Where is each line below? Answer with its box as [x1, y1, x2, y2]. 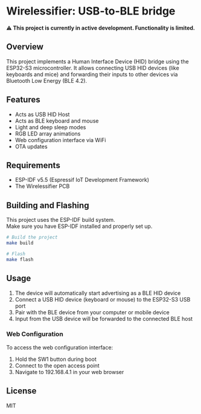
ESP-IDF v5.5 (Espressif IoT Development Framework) [14, 176, 150, 184]
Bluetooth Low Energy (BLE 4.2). [6, 77, 88, 84]
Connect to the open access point [14, 361, 100, 369]
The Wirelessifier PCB [14, 183, 70, 190]
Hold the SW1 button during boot [14, 355, 97, 363]
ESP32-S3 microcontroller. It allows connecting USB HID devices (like [6, 64, 179, 71]
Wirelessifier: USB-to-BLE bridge [6, 4, 176, 18]
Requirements [6, 160, 60, 170]
